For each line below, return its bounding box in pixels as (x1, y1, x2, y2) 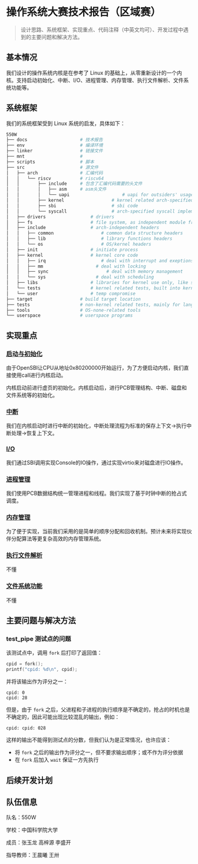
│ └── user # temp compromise (6, 291, 136, 296)
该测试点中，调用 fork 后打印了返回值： (6, 649, 103, 656)
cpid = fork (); (6, 661, 44, 667)
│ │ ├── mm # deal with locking (6, 263, 146, 269)
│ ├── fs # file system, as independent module (6, 219, 186, 225)
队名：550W (6, 814, 37, 821)
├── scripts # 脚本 (6, 159, 94, 165)
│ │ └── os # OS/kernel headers (6, 242, 151, 247)
